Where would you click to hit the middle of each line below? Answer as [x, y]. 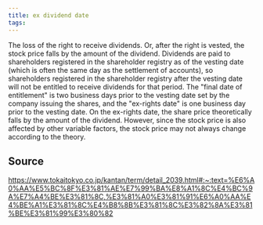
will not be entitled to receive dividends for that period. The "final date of [125, 86]
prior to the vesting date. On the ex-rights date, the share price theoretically [130, 111]
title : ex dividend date [49, 15]
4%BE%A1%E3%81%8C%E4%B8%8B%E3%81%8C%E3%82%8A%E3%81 [130, 205]
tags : [17, 23]
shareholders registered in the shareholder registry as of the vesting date [126, 62]
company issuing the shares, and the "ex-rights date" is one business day [127, 103]
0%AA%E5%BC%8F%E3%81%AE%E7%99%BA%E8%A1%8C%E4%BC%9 [130, 188]
